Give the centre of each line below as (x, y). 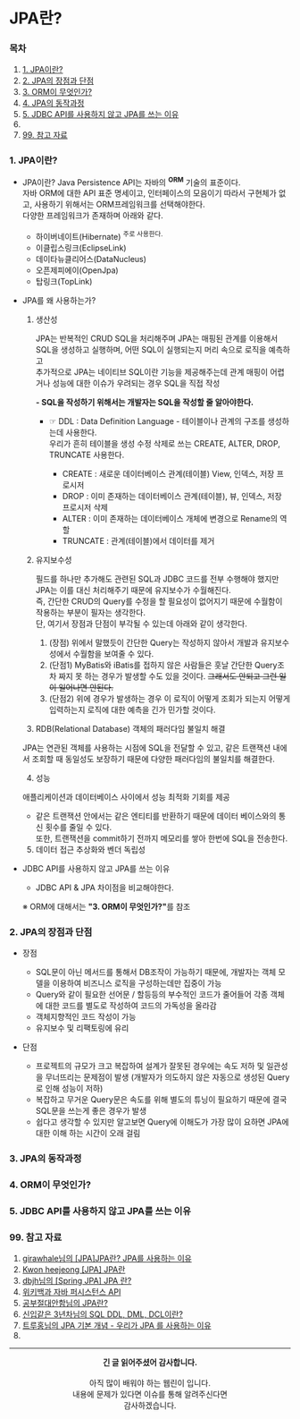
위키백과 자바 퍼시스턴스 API (71, 1292)
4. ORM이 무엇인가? (50, 1185)
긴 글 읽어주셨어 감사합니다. (150, 1363)
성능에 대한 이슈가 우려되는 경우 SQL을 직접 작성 (136, 383)
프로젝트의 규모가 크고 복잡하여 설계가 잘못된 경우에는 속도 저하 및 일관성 (162, 1066)
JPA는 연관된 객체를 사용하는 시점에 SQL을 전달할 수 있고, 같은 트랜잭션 (146, 748)
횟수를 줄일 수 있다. (79, 828)
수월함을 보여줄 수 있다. (113, 654)
